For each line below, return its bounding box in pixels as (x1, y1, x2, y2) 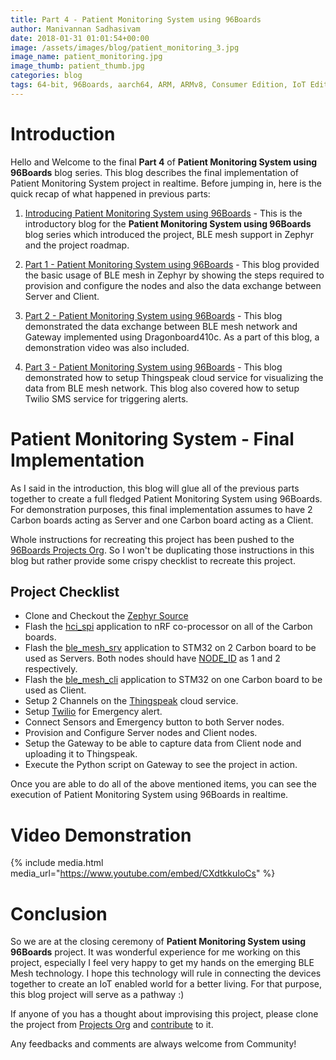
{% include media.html (10, 857, 104, 869)
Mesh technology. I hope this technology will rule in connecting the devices (10, 967, 322, 980)
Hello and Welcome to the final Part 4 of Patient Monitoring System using (10, 156, 318, 168)
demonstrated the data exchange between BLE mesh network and (24, 320, 298, 332)
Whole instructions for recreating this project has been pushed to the (10, 533, 295, 545)
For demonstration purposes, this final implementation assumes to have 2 (10, 503, 313, 515)
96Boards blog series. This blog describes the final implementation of (10, 166, 300, 178)
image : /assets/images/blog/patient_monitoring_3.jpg (10, 42, 240, 53)
